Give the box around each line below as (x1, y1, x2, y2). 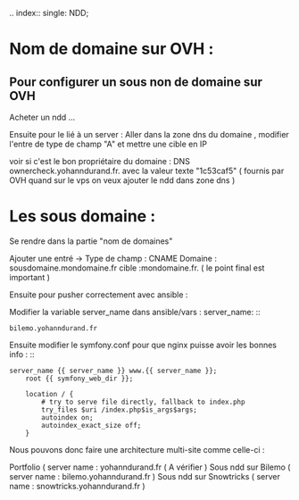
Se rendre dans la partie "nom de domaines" (9, 236, 173, 246)
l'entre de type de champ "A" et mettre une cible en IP (9, 138, 208, 149)
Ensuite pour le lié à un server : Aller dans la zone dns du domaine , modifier (9, 129, 290, 139)
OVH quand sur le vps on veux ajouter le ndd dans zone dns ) (9, 175, 236, 186)
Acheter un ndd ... (9, 112, 76, 122)
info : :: (9, 348, 35, 360)
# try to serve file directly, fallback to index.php (41, 397, 245, 406)
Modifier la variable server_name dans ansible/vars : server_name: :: (9, 306, 261, 317)
